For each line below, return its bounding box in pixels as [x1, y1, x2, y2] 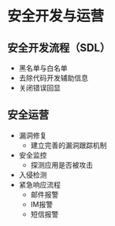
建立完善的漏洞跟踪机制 [30, 140, 107, 150]
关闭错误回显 [18, 83, 61, 92]
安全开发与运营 [7, 7, 105, 25]
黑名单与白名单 [18, 64, 68, 72]
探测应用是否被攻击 [30, 160, 94, 169]
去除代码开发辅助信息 [18, 73, 88, 83]
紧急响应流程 [18, 180, 61, 189]
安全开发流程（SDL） [7, 41, 111, 54]
